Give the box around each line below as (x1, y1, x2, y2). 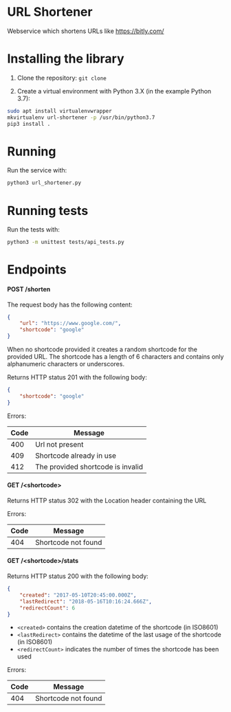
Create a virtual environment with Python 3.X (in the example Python (16, 87, 212, 95)
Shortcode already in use (35, 451, 117, 460)
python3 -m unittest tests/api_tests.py (7, 238, 125, 246)
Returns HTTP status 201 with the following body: (7, 373, 148, 381)
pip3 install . (7, 120, 51, 127)
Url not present (35, 439, 84, 449)
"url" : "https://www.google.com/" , (19, 320, 122, 327)
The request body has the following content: (7, 300, 133, 309)
